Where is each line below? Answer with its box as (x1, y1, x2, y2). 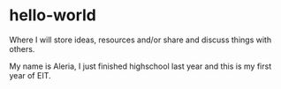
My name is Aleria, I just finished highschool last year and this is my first (9, 61, 272, 71)
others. (9, 43, 35, 54)
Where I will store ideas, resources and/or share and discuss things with (9, 34, 272, 45)
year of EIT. (9, 70, 51, 80)
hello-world (9, 5, 97, 26)
